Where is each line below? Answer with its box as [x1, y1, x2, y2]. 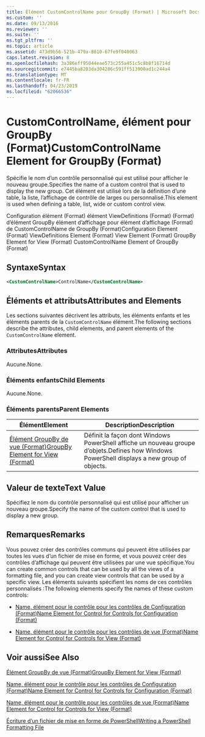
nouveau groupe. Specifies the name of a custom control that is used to [6, 181, 185, 188]
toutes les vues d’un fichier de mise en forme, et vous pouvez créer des [6, 552, 187, 559]
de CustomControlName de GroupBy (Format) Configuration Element [6, 225, 178, 233]
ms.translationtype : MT [6, 72, 67, 78]
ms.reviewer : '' [6, 26, 48, 32]
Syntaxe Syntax [6, 263, 66, 273]
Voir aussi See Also [6, 653, 79, 663]
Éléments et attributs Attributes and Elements [6, 295, 182, 306]
